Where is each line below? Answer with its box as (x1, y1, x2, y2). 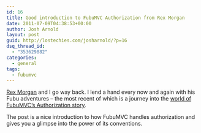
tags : (6, 66, 20, 72)
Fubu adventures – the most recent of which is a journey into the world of (6, 95, 192, 102)
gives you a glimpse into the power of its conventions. (6, 120, 143, 127)
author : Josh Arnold (6, 26, 59, 32)
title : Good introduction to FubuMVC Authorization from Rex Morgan (6, 15, 185, 21)
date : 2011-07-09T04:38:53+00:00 (6, 20, 92, 26)
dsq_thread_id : (6, 44, 45, 50)
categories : (6, 55, 37, 61)
